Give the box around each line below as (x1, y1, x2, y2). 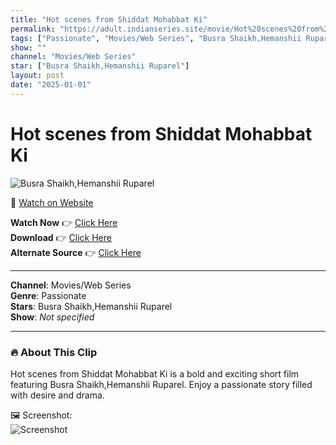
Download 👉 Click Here (10, 231, 112, 243)
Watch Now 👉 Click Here (10, 216, 118, 228)
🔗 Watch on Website (10, 196, 94, 208)
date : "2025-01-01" (10, 80, 92, 90)
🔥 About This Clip (10, 345, 98, 359)
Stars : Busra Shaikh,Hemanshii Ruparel (10, 300, 173, 312)
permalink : (10, 24, 56, 34)
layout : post (10, 71, 65, 81)
